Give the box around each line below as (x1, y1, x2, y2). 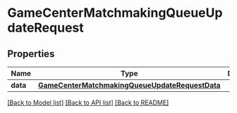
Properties (7, 48, 55, 60)
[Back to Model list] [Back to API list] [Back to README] (7, 98, 169, 107)
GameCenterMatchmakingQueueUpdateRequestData (37, 81, 221, 90)
